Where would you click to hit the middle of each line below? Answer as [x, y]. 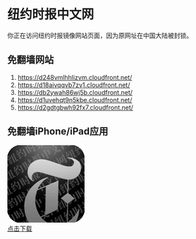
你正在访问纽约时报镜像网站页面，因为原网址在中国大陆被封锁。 [100, 35]
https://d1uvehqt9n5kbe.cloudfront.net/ [75, 100]
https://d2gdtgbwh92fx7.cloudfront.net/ [75, 107]
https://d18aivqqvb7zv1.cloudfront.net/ [74, 85]
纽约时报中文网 [51, 14]
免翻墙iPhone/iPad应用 [58, 132]
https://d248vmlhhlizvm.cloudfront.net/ [75, 77]
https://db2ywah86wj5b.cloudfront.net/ [75, 92]
